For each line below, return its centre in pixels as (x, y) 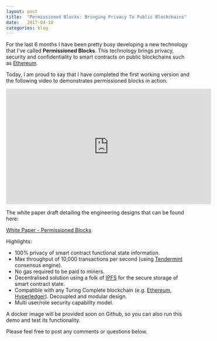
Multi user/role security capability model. (64, 303)
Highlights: (19, 241)
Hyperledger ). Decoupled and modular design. (71, 296)
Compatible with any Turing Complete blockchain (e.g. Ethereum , (93, 290)
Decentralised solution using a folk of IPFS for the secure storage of (96, 278)
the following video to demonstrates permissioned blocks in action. (87, 81)
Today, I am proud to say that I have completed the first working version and (98, 74)
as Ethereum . (22, 63)
